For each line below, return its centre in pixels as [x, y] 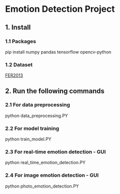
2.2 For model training [32, 128]
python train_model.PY [28, 139]
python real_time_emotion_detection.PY [45, 162]
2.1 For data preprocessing [38, 105]
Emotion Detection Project [60, 9]
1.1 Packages [20, 41]
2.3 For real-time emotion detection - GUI [56, 152]
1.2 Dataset [19, 65]
